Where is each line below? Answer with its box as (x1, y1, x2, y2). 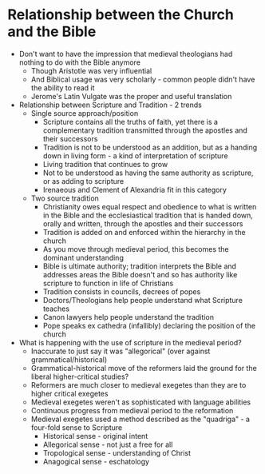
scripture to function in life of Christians (42, 278, 174, 288)
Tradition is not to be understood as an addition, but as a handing (42, 142, 258, 152)
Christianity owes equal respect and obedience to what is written (42, 201, 257, 211)
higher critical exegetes (30, 388, 109, 398)
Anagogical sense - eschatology (42, 456, 149, 466)
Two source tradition (30, 193, 99, 203)
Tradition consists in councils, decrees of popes (42, 286, 201, 297)
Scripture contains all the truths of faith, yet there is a (42, 117, 219, 126)
